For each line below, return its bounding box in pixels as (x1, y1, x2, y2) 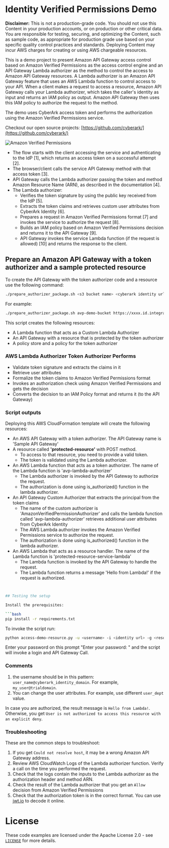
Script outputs (5, 409, 41, 416)
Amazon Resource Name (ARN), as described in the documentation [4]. (12, 182, 161, 188)
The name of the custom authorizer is (20, 505, 98, 512)
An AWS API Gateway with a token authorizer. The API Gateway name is (12, 435, 161, 442)
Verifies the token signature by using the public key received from (20, 192, 157, 198)
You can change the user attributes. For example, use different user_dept (12, 690, 164, 696)
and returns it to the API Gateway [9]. (20, 230, 97, 236)
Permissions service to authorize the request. (20, 532, 115, 538)
